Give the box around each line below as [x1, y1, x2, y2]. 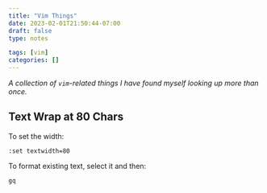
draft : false [8, 27, 52, 35]
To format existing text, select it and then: [8, 161, 147, 170]
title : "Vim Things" [8, 11, 78, 20]
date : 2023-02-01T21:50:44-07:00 [8, 19, 121, 27]
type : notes [8, 34, 48, 43]
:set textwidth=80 [8, 146, 70, 155]
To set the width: [8, 131, 65, 141]
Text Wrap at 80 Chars [8, 110, 124, 124]
